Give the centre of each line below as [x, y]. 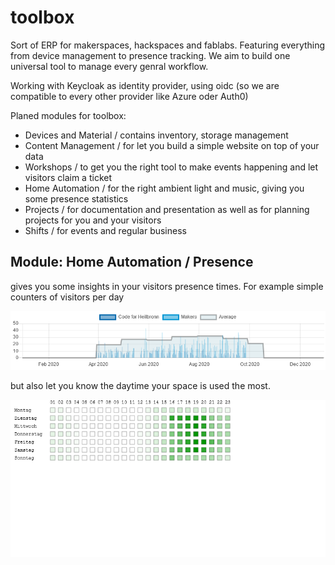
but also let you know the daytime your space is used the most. [140, 386]
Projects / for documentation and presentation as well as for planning [167, 209]
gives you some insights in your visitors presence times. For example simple [167, 286]
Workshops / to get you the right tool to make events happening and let [171, 167]
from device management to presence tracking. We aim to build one [150, 55]
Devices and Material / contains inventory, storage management [156, 135]
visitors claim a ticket [68, 177]
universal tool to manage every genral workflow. [109, 66]
